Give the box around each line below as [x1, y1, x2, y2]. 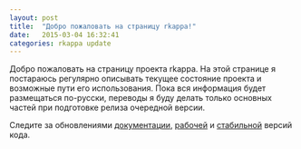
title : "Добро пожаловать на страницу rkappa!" [9, 22, 197, 31]
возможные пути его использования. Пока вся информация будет [9, 83, 267, 94]
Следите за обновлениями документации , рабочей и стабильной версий [9, 120, 293, 131]
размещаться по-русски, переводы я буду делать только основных [9, 93, 272, 104]
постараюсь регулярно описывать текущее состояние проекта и [9, 74, 262, 84]
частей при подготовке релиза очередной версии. [9, 102, 206, 114]
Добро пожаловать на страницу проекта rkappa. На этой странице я [9, 64, 277, 74]
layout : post [9, 13, 59, 23]
